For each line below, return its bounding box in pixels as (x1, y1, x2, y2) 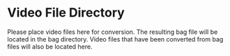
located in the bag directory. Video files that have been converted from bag (7, 35, 224, 43)
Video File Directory (7, 5, 125, 21)
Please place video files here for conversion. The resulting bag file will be (7, 28, 218, 36)
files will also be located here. (7, 42, 93, 50)
